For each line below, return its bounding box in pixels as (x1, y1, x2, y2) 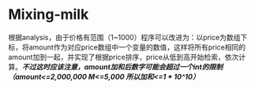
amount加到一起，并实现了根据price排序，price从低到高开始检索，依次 (8, 52, 239, 61)
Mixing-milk (8, 6, 89, 24)
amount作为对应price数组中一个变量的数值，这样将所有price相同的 (28, 42, 246, 52)
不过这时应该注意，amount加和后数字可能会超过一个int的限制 (22, 61, 223, 72)
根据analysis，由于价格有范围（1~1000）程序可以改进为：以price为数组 (8, 32, 241, 42)
